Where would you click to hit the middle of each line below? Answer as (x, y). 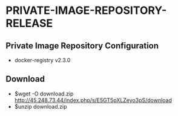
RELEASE (29, 23)
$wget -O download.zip (44, 94)
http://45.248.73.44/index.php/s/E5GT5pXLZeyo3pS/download (93, 100)
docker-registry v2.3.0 (42, 60)
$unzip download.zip (41, 106)
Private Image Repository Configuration (82, 46)
